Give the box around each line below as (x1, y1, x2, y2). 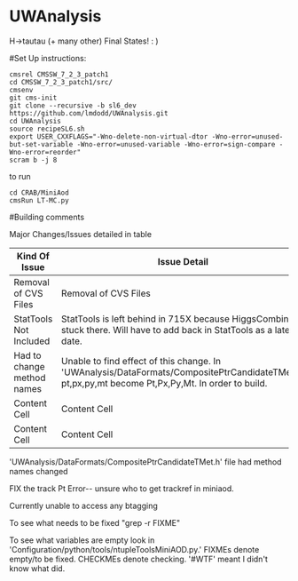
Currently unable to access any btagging (9, 500, 158, 511)
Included (13, 335, 51, 347)
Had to (13, 349, 42, 362)
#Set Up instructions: (9, 52, 87, 63)
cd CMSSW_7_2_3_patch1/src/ (9, 77, 114, 86)
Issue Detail (157, 255, 208, 267)
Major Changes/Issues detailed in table (9, 228, 153, 239)
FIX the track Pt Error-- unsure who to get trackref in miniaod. (9, 482, 235, 494)
